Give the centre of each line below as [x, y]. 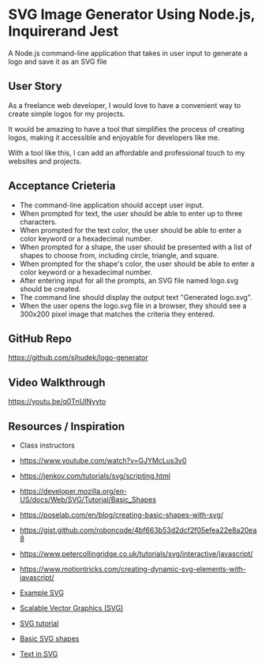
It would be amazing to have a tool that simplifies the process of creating [126, 129]
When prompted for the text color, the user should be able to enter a [131, 230]
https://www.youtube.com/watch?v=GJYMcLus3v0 [103, 460]
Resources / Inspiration [66, 427]
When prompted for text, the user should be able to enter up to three [131, 213]
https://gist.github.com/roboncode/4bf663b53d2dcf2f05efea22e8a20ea [138, 530]
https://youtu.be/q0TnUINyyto [57, 402]
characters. [38, 222]
